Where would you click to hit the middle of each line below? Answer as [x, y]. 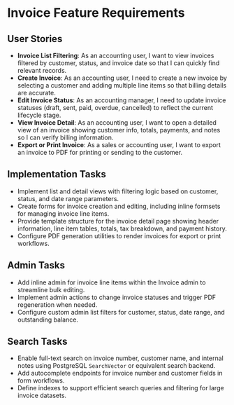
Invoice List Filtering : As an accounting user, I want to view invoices [116, 55]
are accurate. [36, 93]
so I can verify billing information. [65, 137]
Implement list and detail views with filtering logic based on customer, [118, 191]
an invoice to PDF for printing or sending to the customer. [100, 152]
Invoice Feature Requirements [96, 13]
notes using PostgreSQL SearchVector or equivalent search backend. [116, 366]
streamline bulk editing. [51, 289]
